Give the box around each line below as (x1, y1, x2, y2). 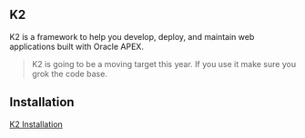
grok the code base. (31, 68, 107, 79)
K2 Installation (9, 118, 64, 130)
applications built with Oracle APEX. (9, 41, 144, 52)
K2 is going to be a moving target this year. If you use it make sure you (31, 58, 297, 69)
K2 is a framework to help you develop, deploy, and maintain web (9, 31, 255, 42)
